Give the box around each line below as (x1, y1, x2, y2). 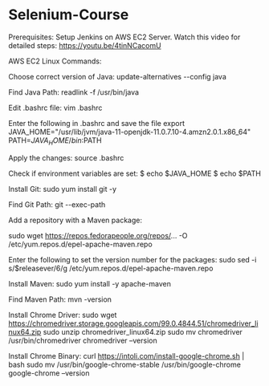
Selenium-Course (8, 6, 129, 24)
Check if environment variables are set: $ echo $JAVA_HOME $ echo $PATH (8, 169, 261, 178)
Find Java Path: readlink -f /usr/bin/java (8, 87, 139, 97)
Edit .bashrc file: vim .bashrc (8, 103, 103, 112)
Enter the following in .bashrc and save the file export (8, 118, 185, 128)
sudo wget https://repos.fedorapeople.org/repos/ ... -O (8, 230, 188, 240)
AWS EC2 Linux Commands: (8, 56, 102, 66)
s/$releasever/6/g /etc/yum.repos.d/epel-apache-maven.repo (8, 263, 214, 273)
